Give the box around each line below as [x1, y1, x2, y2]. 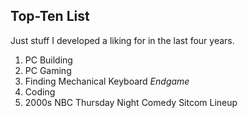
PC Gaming [24, 64, 72, 76]
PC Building [24, 54, 73, 66]
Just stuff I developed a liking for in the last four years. [10, 34, 235, 46]
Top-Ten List [10, 8, 90, 25]
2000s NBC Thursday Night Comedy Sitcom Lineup [24, 96, 238, 108]
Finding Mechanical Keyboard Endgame [24, 75, 190, 87]
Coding [24, 85, 56, 98]
